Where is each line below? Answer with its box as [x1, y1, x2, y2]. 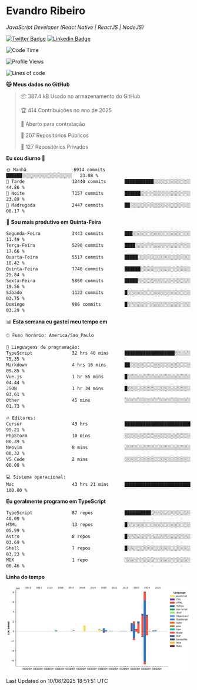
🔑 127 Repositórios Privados [20, 143, 88, 150]
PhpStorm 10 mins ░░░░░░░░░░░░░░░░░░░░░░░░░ [6, 433, 191, 439]
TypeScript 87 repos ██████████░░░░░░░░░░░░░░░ [6, 509, 191, 516]
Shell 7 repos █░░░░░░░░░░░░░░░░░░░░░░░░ [6, 545, 191, 551]
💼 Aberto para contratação [20, 120, 85, 127]
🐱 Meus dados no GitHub [6, 81, 70, 88]
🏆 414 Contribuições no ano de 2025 [20, 106, 112, 113]
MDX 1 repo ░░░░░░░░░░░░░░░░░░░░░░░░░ [6, 557, 191, 563]
